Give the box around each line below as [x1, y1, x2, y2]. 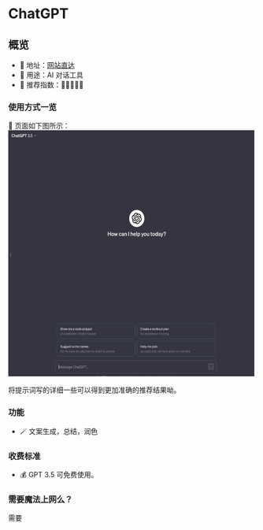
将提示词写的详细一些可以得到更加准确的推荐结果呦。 [8, 385, 181, 395]
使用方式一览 [8, 102, 57, 113]
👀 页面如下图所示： [8, 121, 71, 131]
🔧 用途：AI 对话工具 [19, 70, 84, 80]
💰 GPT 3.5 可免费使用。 [19, 469, 98, 479]
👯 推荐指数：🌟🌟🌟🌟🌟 [19, 80, 84, 89]
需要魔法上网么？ [8, 494, 73, 505]
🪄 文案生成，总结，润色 [19, 426, 98, 435]
